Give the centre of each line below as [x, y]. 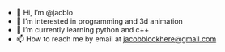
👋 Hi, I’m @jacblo [45, 13]
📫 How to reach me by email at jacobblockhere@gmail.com [116, 39]
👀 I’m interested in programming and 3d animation [100, 21]
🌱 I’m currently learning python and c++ [83, 30]
